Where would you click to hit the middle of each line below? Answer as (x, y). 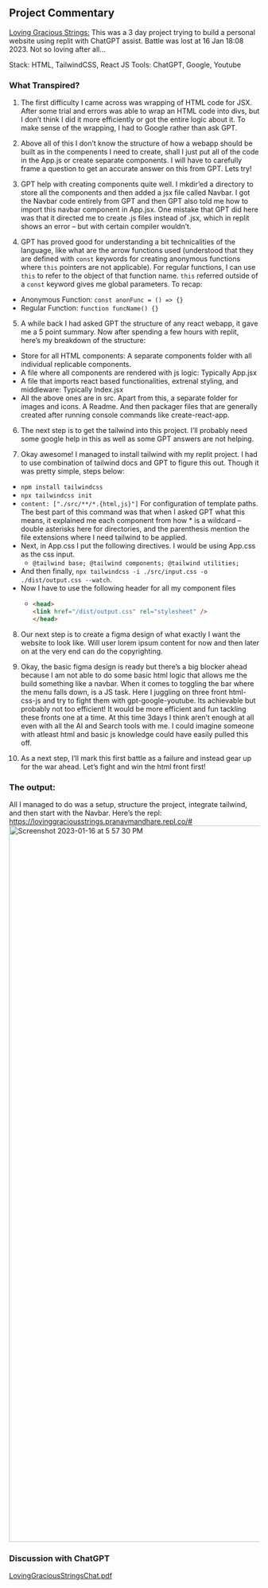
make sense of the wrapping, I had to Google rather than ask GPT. (129, 128)
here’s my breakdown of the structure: (83, 341)
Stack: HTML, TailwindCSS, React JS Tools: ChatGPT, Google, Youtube (125, 64)
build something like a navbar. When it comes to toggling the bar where (137, 683)
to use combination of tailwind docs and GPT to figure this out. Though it (140, 463)
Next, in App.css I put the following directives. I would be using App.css (138, 546)
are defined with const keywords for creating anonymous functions (130, 259)
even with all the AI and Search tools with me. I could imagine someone (137, 726)
